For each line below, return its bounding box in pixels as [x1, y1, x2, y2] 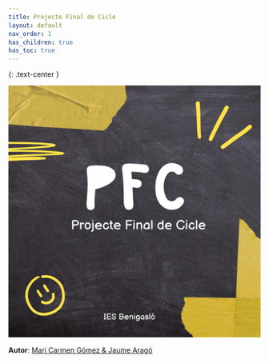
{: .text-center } [8, 70, 60, 79]
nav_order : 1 [8, 30, 52, 38]
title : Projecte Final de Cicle [8, 13, 116, 21]
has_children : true [8, 38, 74, 46]
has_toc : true [8, 46, 56, 55]
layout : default [8, 21, 62, 30]
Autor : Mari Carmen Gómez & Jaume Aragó [8, 345, 153, 355]
